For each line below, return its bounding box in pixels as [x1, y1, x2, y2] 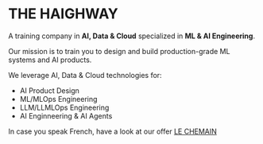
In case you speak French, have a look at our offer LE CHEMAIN [8, 126, 217, 136]
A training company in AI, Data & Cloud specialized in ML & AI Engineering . [8, 31, 256, 41]
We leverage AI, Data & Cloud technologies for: [8, 70, 162, 80]
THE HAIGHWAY [8, 5, 119, 23]
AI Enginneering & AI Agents [19, 111, 113, 120]
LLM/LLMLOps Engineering [19, 103, 110, 112]
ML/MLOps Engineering [19, 94, 98, 103]
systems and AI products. [8, 55, 92, 64]
